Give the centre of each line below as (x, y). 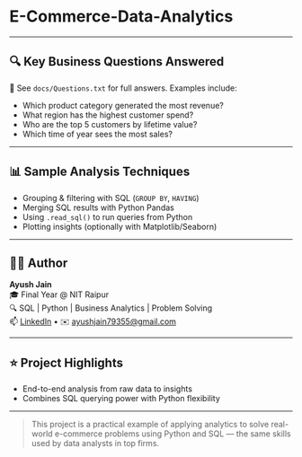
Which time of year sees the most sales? (98, 134)
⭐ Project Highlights (67, 362)
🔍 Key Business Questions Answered (117, 62)
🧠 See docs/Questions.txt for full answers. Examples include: (123, 88)
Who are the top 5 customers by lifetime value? (110, 124)
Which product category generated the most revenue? (123, 105)
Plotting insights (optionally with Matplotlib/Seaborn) (120, 226)
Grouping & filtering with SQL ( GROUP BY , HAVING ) (111, 198)
